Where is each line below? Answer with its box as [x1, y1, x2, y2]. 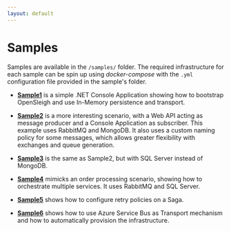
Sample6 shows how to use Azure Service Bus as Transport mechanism [17, 208, 223, 217]
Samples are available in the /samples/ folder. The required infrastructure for [7, 63, 224, 71]
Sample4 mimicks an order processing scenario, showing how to [17, 174, 203, 183]
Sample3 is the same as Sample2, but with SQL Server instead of [17, 154, 203, 162]
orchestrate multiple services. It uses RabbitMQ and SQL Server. [17, 182, 201, 190]
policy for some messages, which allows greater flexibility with [17, 133, 195, 141]
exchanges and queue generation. [17, 141, 115, 149]
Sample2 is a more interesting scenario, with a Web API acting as [17, 111, 203, 119]
